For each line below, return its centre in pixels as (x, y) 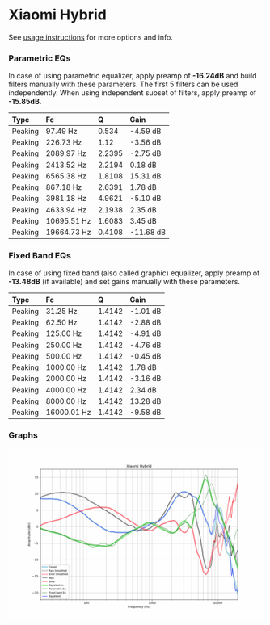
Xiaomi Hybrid (58, 15)
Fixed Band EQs (40, 255)
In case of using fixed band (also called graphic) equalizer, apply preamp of (134, 273)
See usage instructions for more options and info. (91, 37)
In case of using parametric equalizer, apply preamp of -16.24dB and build (133, 76)
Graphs (23, 435)
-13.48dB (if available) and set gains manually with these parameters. (124, 282)
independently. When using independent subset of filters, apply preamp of (133, 93)
